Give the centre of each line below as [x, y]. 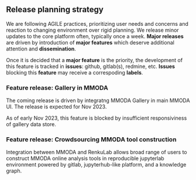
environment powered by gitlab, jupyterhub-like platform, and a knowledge [96, 165]
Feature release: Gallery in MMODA [57, 87]
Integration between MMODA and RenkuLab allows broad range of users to [97, 152]
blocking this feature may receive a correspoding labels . [75, 72]
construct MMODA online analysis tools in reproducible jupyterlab [85, 158]
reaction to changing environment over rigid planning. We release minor [93, 30]
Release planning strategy [55, 10]
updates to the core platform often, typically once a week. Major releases [95, 36]
